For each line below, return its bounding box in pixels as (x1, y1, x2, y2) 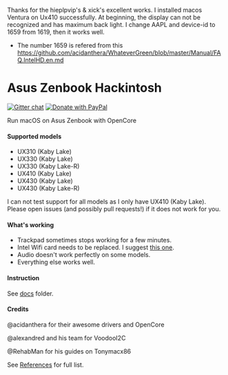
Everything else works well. (17, 258, 95, 267)
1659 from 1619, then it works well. (7, 28, 105, 36)
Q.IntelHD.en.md (17, 56, 64, 64)
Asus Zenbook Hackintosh (7, 80, 162, 96)
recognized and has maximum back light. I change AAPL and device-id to (7, 21, 216, 28)
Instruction (7, 273, 40, 282)
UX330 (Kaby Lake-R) (17, 162, 80, 171)
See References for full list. (7, 360, 84, 369)
